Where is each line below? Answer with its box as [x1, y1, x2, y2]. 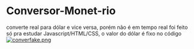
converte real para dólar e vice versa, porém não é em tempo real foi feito [6, 24, 188, 31]
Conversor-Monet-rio [6, 4, 116, 18]
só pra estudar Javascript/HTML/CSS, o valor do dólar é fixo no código [6, 30, 181, 37]
